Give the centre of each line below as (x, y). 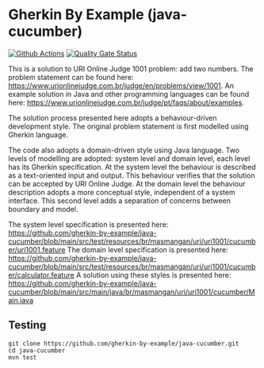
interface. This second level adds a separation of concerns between (120, 201)
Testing (27, 326)
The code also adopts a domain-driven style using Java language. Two (124, 150)
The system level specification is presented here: (88, 224)
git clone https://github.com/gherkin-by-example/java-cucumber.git (124, 343)
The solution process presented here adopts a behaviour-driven (113, 117)
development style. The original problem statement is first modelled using (128, 126)
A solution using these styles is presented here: (154, 274)
